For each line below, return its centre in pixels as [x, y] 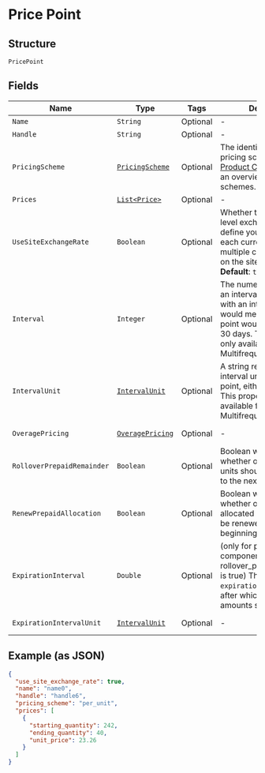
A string [235, 366]
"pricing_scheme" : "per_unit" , [67, 704]
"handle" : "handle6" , [51, 696]
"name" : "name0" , [44, 689]
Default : [235, 272]
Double [129, 575]
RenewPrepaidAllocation [57, 513]
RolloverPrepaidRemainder [61, 466]
